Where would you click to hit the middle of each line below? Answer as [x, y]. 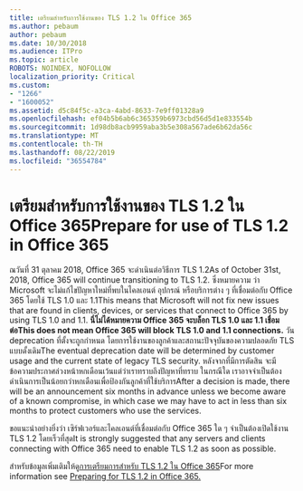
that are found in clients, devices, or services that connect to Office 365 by [149, 311]
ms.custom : [30, 85]
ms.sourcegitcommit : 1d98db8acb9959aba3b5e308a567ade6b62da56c [131, 128]
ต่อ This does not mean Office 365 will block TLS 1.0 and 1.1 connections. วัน [152, 331]
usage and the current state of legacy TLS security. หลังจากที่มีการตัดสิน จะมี [143, 361]
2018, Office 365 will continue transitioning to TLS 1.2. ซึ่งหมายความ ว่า [135, 280]
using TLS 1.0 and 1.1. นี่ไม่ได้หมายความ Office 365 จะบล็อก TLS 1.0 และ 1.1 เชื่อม [145, 320]
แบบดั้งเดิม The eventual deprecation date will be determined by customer [142, 351]
